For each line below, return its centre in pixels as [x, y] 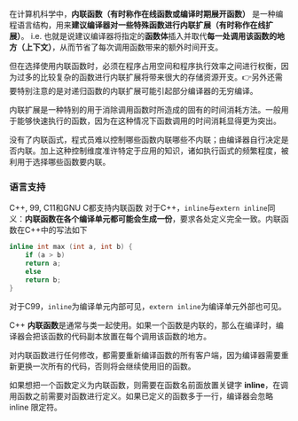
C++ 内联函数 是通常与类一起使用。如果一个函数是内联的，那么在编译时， [143, 325]
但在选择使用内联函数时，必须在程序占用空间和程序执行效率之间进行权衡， [145, 66]
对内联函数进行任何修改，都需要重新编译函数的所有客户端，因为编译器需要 [145, 355]
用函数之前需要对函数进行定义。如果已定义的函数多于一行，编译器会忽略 [141, 396]
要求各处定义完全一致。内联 [230, 219]
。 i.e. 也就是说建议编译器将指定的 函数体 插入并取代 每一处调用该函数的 [149, 36]
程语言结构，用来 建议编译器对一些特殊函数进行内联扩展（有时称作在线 [137, 25]
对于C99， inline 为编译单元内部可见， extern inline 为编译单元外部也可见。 [148, 306]
